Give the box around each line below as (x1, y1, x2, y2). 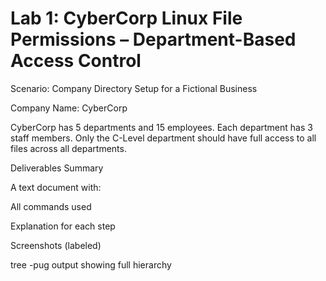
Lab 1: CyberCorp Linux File (10, 7, 243, 30)
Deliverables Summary (10, 162, 104, 174)
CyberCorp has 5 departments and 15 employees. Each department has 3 (10, 121, 313, 133)
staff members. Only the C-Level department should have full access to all (10, 132, 317, 144)
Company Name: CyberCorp (10, 102, 128, 114)
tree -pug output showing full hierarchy (10, 258, 172, 271)
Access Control (10, 50, 142, 72)
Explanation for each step (10, 220, 116, 232)
